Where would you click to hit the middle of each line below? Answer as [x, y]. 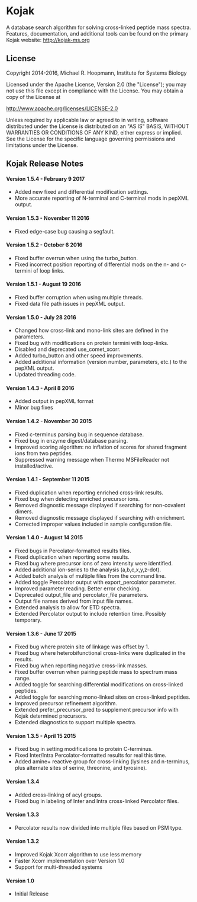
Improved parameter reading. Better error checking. [78, 588]
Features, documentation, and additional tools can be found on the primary [97, 33]
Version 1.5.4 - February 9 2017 [46, 178]
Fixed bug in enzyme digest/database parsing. [71, 440]
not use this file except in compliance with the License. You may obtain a [95, 91]
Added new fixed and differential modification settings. [82, 192]
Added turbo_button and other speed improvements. [79, 356]
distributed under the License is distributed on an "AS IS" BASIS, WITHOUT [98, 126]
